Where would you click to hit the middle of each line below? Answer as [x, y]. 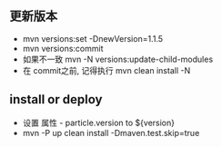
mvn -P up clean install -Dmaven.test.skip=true [111, 132]
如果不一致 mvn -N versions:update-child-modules [118, 59]
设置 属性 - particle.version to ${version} [99, 122]
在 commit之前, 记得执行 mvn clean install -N [106, 70]
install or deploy [56, 99]
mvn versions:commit [63, 48]
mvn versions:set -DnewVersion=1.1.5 [93, 38]
